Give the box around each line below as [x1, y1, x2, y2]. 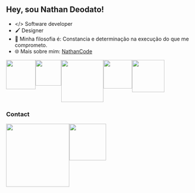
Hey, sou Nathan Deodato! [6, 5, 105, 15]
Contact [6, 110, 30, 118]
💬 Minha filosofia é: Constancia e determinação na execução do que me [14, 35, 189, 42]
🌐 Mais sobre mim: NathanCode [14, 48, 93, 55]
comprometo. [14, 41, 48, 49]
